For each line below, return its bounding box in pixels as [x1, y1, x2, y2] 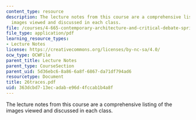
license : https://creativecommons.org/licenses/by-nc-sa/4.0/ [6, 47, 160, 53]
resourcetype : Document [6, 74, 64, 80]
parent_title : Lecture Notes [6, 57, 77, 63]
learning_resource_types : [6, 36, 69, 42]
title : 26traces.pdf [6, 80, 57, 85]
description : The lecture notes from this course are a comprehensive [6, 14, 181, 20]
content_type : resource [6, 8, 64, 15]
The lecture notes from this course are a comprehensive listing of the [6, 101, 173, 108]
